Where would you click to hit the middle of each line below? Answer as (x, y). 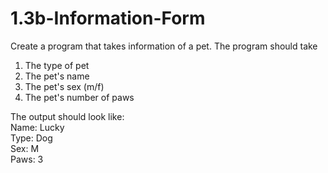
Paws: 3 (27, 159)
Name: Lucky (37, 127)
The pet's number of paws (79, 97)
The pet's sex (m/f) (64, 86)
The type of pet (57, 65)
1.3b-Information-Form (108, 18)
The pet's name (57, 76)
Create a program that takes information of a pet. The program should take (164, 46)
